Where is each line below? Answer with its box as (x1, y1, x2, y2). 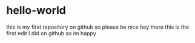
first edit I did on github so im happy (6, 29, 96, 36)
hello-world (6, 4, 67, 17)
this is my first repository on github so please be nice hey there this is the (6, 23, 190, 30)
